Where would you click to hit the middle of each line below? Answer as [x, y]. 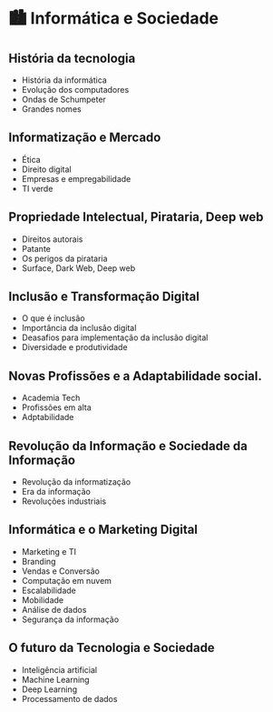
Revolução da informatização [76, 482]
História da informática [64, 80]
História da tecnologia [72, 58]
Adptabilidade [48, 417]
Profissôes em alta [56, 407]
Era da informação [56, 492]
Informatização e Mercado [85, 138]
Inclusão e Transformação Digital [104, 297]
